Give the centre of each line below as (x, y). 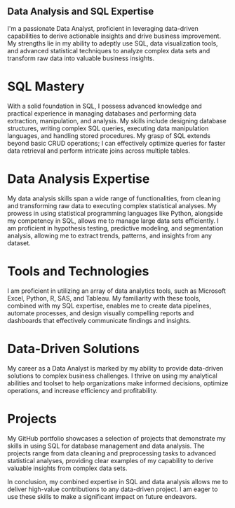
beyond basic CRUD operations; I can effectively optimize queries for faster (116, 143)
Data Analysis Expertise (79, 179)
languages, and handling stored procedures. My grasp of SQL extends (109, 135)
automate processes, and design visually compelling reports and (101, 313)
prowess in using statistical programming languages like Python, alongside (115, 213)
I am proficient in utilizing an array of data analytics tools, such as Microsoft (117, 291)
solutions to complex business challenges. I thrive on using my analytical (112, 376)
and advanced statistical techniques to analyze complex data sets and (109, 50)
